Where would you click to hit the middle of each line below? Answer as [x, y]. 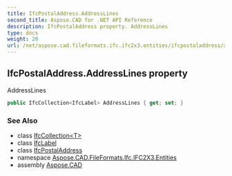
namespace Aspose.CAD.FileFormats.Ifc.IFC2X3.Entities [97, 157]
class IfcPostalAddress [50, 150]
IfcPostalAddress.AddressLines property [97, 74]
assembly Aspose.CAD [50, 165]
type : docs [23, 33]
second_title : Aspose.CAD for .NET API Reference [80, 20]
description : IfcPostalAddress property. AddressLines [88, 26]
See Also [22, 120]
